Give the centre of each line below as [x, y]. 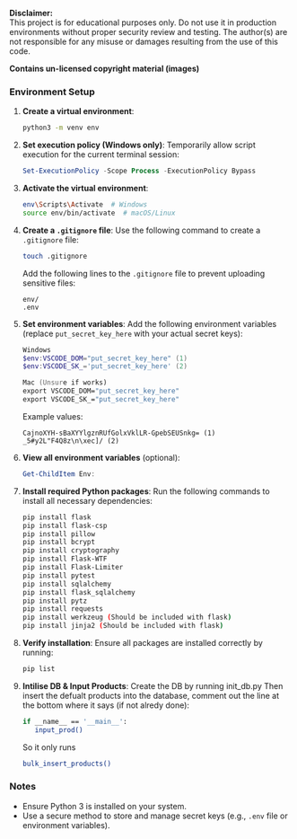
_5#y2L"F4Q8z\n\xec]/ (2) [70, 441]
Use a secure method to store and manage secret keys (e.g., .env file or [155, 816]
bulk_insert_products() [67, 764]
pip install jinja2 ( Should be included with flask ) [123, 626]
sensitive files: [49, 283]
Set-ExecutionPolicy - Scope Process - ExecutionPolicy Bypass [139, 171]
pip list [39, 669]
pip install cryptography [70, 551]
